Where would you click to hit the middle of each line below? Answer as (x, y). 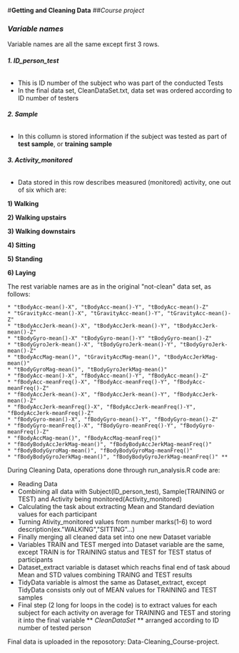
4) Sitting (21, 245)
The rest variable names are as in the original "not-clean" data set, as (110, 286)
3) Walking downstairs (42, 231)
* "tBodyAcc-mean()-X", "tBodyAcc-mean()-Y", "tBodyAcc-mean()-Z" (108, 307)
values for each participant (57, 514)
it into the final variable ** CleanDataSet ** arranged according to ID (118, 620)
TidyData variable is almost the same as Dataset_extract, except (112, 582)
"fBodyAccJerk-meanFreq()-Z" (51, 413)
